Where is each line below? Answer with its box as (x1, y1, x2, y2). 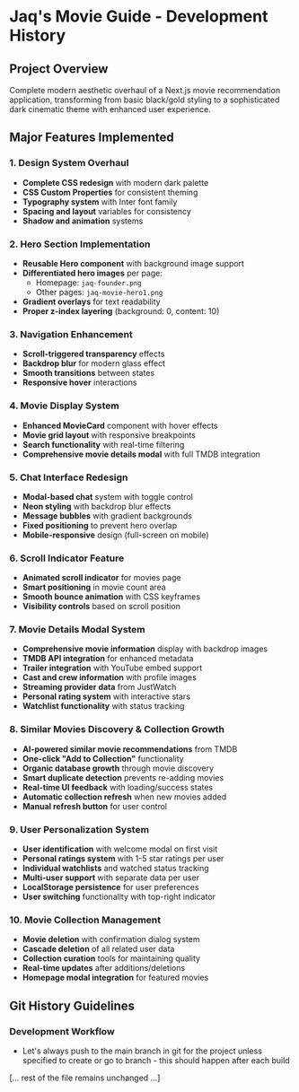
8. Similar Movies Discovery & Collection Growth (9, 723, 225, 736)
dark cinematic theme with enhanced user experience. (9, 104, 211, 114)
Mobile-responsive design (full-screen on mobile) (22, 529, 209, 540)
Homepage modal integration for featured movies (22, 972, 209, 983)
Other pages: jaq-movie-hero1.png (35, 286, 163, 297)
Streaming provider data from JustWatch (22, 682, 177, 693)
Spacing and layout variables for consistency (22, 205, 191, 216)
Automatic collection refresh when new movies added (22, 791, 227, 802)
